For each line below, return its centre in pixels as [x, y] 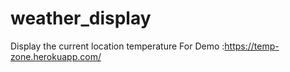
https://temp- [252, 46]
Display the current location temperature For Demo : [117, 46]
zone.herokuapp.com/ [56, 56]
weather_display [81, 18]
